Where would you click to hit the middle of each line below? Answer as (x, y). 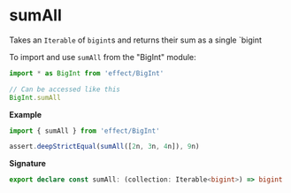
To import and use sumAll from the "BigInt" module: (103, 57)
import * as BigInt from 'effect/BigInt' (87, 73)
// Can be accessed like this (65, 89)
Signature (28, 164)
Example (26, 114)
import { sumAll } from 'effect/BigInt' (85, 131)
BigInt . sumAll (35, 97)
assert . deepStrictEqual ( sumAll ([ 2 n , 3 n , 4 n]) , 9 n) (104, 147)
